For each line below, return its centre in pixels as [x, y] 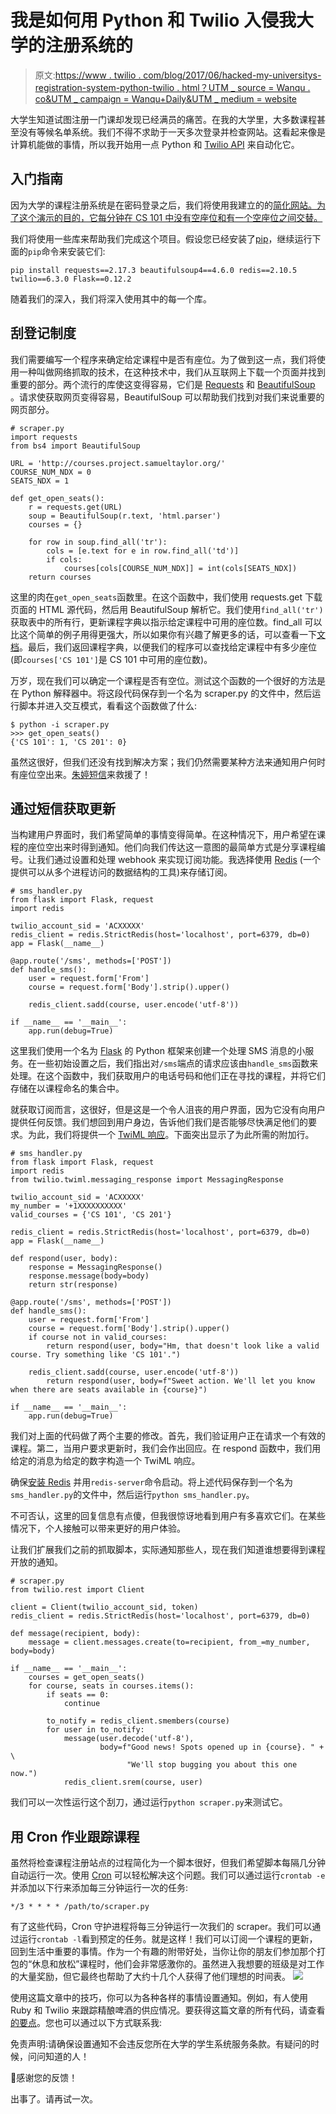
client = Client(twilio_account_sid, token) [104, 1607]
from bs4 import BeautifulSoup [75, 446]
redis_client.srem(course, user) [133, 1782]
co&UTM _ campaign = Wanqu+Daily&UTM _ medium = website [166, 98]
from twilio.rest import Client [77, 1590]
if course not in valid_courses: [98, 1337]
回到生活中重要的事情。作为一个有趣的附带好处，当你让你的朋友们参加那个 [163, 1952]
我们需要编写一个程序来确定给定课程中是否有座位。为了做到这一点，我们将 [163, 359]
